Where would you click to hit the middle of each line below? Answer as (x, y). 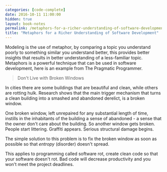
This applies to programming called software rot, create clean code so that (82, 154)
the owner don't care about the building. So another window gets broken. (80, 124)
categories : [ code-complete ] (35, 10)
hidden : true (19, 19)
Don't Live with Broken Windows (51, 78)
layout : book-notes (25, 24)
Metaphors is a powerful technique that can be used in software (71, 63)
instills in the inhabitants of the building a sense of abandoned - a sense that (83, 118)
